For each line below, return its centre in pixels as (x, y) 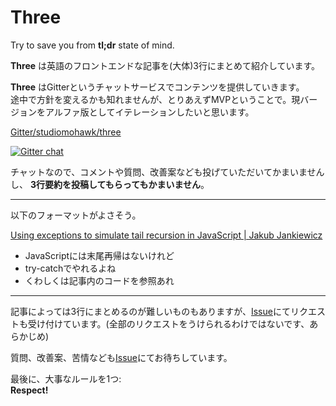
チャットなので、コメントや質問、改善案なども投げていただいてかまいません (167, 172)
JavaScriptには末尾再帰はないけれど (99, 255)
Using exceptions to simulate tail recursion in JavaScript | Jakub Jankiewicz (166, 235)
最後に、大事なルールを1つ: (66, 378)
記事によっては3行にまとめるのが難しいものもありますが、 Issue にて (150, 311)
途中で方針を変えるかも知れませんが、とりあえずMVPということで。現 (155, 99)
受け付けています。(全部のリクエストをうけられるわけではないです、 (168, 323)
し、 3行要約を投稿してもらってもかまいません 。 (110, 184)
